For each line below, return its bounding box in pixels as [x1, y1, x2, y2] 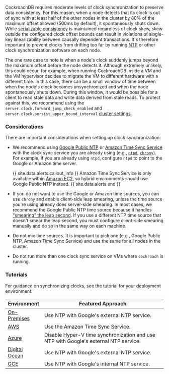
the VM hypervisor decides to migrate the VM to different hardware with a [5, 73, 158, 79]
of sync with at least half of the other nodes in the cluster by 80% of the [5, 15, 155, 21]
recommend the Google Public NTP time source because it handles [12, 207, 152, 213]
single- [149, 31, 163, 37]
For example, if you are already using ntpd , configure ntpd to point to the [12, 155, 162, 161]
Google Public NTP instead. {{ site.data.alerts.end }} [12, 181, 121, 187]
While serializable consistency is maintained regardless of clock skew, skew [5, 26, 162, 32]
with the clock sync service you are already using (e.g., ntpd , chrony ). [12, 150, 157, 156]
